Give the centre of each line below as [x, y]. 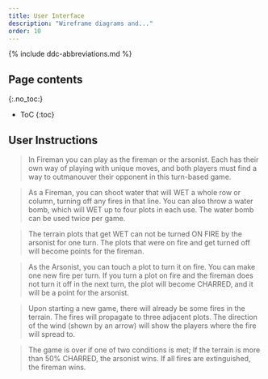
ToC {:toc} [37, 115]
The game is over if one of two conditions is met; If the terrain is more [144, 350]
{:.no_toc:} [25, 99]
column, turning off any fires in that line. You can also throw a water [140, 201]
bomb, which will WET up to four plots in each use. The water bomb [141, 210]
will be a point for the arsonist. [78, 293]
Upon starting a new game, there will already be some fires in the [136, 308]
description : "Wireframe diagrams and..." [81, 23]
